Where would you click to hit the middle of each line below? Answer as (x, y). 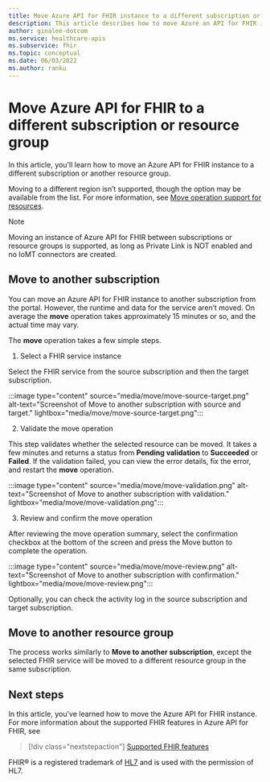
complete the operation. (48, 550)
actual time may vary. (44, 325)
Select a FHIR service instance (71, 356)
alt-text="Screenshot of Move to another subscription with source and (125, 404)
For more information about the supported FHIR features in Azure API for (129, 722)
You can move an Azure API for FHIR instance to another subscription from (132, 299)
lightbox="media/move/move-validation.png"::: (86, 502)
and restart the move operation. (61, 470)
